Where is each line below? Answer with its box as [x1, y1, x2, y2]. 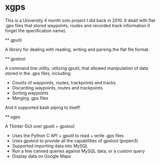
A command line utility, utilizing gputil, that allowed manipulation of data [5, 65, 148, 71]
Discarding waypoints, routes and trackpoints [12, 85, 103, 90]
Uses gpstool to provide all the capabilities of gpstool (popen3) [12, 137, 138, 144]
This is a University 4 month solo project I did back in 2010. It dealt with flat [5, 17, 155, 23]
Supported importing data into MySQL [12, 143, 88, 149]
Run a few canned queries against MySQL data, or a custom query [12, 148, 145, 154]
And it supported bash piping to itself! [5, 104, 80, 110]
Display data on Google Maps [12, 153, 71, 159]
